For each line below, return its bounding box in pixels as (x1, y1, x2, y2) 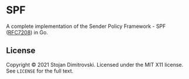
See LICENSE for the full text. (6, 67, 74, 74)
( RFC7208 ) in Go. (6, 28, 49, 35)
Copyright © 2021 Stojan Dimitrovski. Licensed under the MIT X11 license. (6, 61, 184, 68)
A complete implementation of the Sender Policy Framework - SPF (6, 23, 166, 30)
